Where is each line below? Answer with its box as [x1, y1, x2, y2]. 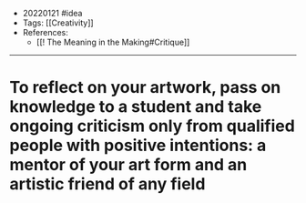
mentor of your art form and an [9, 155, 248, 176]
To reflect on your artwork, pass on [9, 77, 281, 98]
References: [22, 27, 68, 37]
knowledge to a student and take [9, 96, 262, 117]
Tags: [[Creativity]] [22, 17, 94, 28]
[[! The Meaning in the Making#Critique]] [36, 36, 190, 47]
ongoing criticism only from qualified [9, 116, 296, 137]
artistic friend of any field [9, 174, 206, 195]
